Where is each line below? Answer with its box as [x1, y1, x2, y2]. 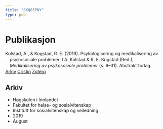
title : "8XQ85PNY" [5, 7, 44, 13]
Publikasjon [5, 34, 56, 46]
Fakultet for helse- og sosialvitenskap [12, 102, 91, 108]
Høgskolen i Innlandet [12, 97, 58, 103]
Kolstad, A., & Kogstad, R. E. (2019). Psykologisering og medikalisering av [5, 51, 158, 57]
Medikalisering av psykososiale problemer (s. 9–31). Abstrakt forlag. [10, 63, 152, 69]
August [12, 118, 28, 124]
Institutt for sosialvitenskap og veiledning [12, 107, 99, 113]
